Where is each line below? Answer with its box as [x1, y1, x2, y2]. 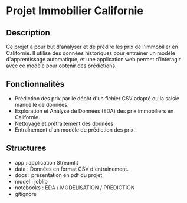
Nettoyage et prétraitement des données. [14, 120, 115, 127]
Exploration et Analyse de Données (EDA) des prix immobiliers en [14, 107, 174, 114]
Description [6, 28, 50, 38]
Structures [6, 143, 47, 153]
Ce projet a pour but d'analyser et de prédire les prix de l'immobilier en [6, 43, 179, 50]
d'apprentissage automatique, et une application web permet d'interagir [6, 56, 181, 63]
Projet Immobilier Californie [6, 4, 143, 18]
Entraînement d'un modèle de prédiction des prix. [14, 126, 136, 133]
